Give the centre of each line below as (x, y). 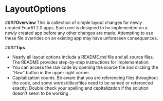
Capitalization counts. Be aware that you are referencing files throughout (85, 78)
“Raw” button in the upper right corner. (51, 72)
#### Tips (15, 47)
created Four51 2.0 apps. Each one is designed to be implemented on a (76, 27)
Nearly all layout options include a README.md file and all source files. (83, 57)
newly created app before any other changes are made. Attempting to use (79, 33)
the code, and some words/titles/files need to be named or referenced (82, 83)
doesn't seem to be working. (41, 93)
